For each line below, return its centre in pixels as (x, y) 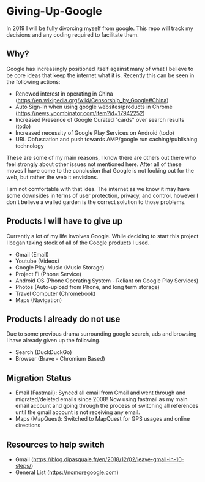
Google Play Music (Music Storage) (60, 267)
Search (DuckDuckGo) (43, 352)
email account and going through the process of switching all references (107, 406)
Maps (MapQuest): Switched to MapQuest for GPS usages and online (102, 419)
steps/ (23, 466)
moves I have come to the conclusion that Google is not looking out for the (100, 170)
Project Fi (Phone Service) (48, 274)
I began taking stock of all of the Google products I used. (78, 243)
